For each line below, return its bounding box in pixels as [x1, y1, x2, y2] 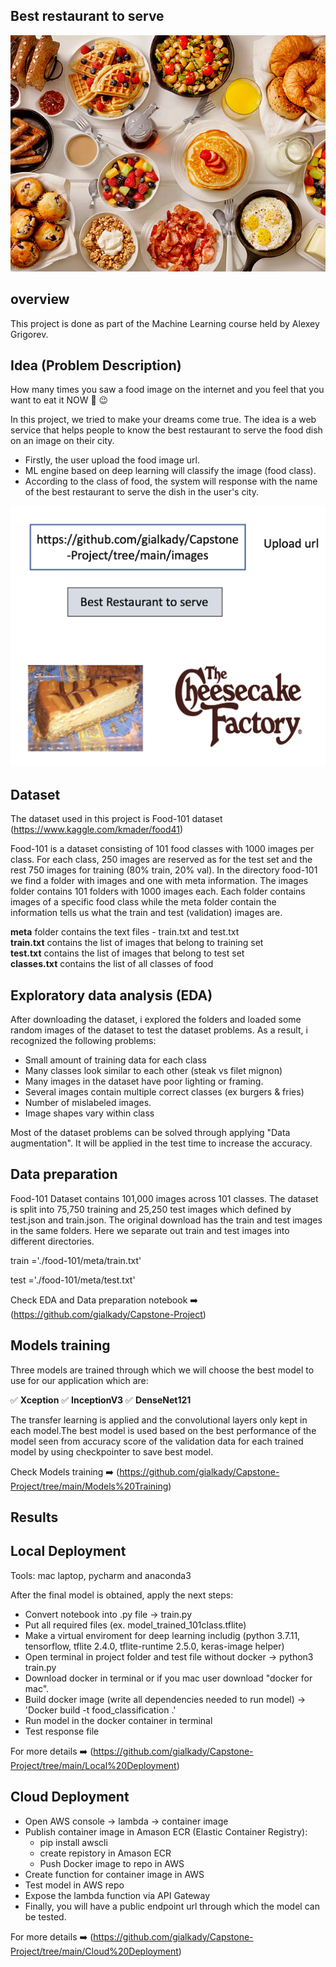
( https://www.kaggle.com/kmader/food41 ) [10, 824, 184, 836]
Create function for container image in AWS [24, 1868, 205, 1880]
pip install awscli [39, 1836, 108, 1848]
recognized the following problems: [10, 1034, 157, 1046]
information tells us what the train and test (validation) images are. [10, 907, 283, 919]
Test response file [24, 1725, 100, 1737]
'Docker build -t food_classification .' [24, 1704, 177, 1716]
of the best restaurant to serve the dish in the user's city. [24, 486, 259, 498]
